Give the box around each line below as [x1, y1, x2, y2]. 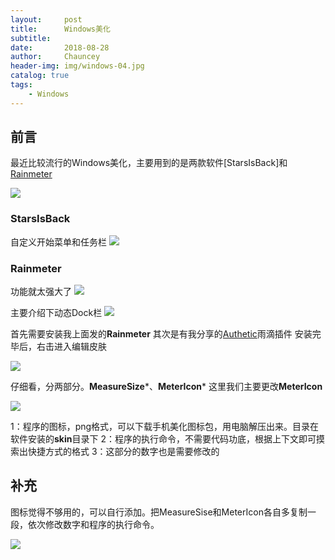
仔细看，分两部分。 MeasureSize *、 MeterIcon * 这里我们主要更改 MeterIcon [10, 381, 323, 393]
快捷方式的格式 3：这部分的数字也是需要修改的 [27, 446, 220, 458]
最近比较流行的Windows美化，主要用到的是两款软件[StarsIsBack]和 [10, 157, 288, 169]
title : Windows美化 [10, 24, 111, 34]
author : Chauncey [10, 52, 101, 62]
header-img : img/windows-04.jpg [10, 61, 145, 71]
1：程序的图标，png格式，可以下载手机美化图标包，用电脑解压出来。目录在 [10, 421, 320, 433]
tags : [10, 80, 33, 90]
